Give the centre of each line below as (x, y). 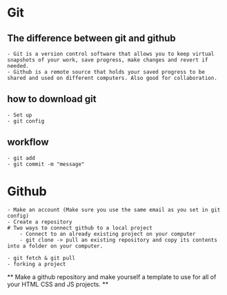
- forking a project (37, 264)
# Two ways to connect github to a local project (80, 228)
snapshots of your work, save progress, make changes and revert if (108, 60)
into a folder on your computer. (55, 246)
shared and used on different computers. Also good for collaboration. (112, 78)
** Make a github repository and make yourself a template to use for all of (112, 276)
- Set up (20, 115)
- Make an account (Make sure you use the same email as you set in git (114, 210)
